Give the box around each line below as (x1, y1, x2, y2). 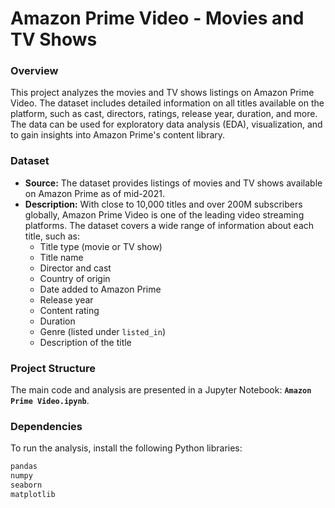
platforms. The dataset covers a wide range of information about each (24, 219, 315, 231)
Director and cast (39, 262, 112, 274)
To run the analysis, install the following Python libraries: (10, 442, 243, 454)
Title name (39, 251, 84, 263)
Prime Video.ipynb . (10, 395, 90, 407)
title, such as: (24, 230, 81, 242)
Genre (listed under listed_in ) (39, 325, 167, 337)
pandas (10, 462, 38, 472)
